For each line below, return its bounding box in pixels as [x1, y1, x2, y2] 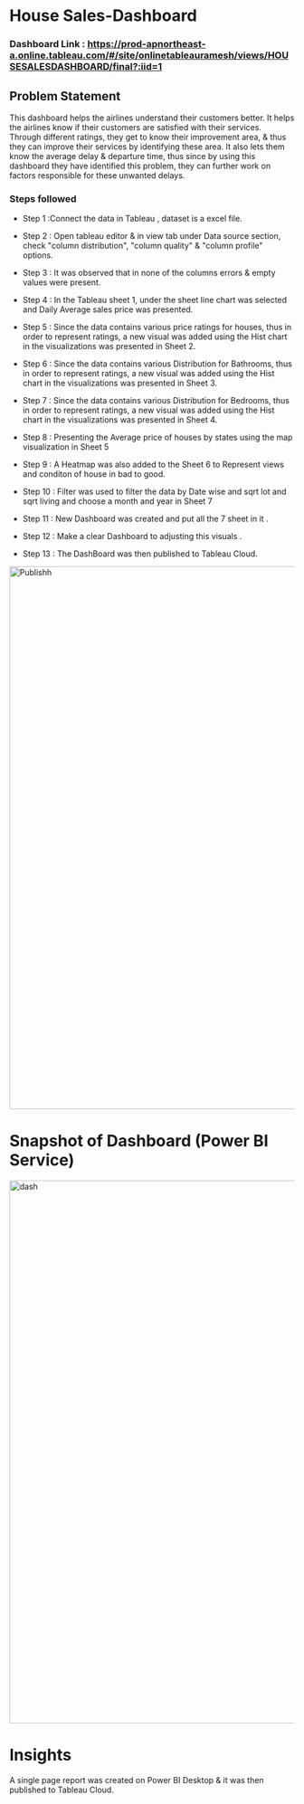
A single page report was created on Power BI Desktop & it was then [9, 1775, 264, 1786]
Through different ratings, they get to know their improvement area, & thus [9, 131, 287, 142]
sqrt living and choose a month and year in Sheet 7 [22, 496, 213, 507]
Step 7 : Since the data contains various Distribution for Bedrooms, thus [22, 395, 290, 406]
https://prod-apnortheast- [87, 38, 206, 51]
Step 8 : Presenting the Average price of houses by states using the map [22, 432, 293, 443]
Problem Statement [9, 88, 121, 104]
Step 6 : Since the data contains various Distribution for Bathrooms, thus [22, 358, 292, 369]
